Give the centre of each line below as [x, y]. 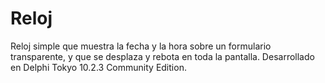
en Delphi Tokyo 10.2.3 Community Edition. [98, 67]
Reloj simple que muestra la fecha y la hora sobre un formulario [141, 46]
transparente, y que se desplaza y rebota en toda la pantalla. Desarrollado [162, 56]
